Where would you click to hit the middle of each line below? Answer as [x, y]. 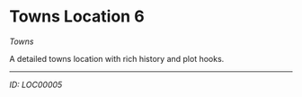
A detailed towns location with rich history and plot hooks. [117, 58]
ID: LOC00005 [36, 84]
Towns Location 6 [77, 17]
